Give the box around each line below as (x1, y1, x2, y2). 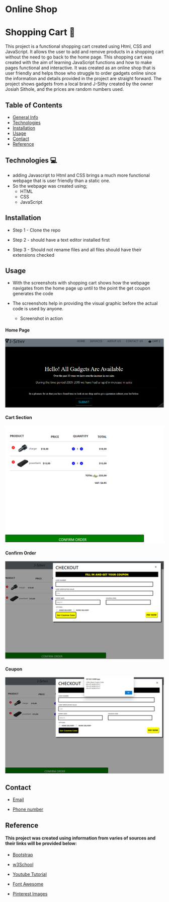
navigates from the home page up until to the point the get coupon (12, 285, 151, 291)
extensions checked (12, 252, 54, 258)
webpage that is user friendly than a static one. (12, 178, 111, 184)
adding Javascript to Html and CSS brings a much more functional (12, 172, 150, 178)
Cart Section (5, 414, 32, 420)
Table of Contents (5, 101, 63, 109)
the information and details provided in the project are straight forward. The (5, 76, 162, 82)
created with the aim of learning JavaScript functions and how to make (5, 60, 152, 66)
